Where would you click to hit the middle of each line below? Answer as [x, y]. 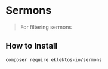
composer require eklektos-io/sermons [54, 60]
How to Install [32, 46]
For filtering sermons [46, 27]
